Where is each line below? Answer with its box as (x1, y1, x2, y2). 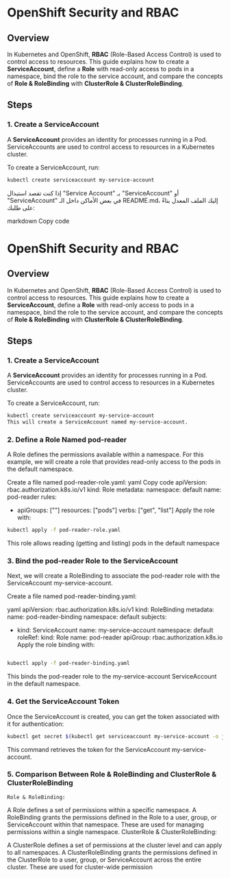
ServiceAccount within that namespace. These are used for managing (7, 820, 204, 829)
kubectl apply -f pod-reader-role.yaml (7, 526, 121, 534)
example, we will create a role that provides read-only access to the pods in (7, 458, 221, 466)
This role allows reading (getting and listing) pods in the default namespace (7, 539, 220, 548)
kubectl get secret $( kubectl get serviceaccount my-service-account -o (7, 733, 219, 740)
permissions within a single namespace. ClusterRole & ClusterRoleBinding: (7, 827, 217, 836)
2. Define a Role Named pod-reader (7, 435, 127, 444)
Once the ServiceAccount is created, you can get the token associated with (7, 712, 220, 720)
